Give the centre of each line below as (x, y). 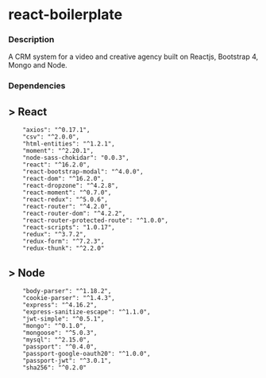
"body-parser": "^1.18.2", (67, 291)
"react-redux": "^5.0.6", (66, 200)
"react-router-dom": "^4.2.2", (74, 214)
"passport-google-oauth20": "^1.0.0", (87, 354)
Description (31, 40)
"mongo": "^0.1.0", (55, 326)
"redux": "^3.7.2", (55, 235)
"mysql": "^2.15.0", (56, 340)
